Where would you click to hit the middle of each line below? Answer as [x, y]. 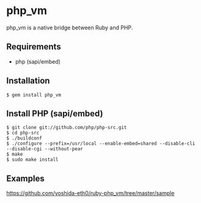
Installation [28, 81]
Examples [25, 178]
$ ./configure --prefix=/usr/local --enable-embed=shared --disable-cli [101, 144]
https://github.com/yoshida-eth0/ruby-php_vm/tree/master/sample [90, 193]
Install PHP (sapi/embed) [55, 113]
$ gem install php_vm [34, 95]
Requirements [34, 47]
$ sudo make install [33, 160]
